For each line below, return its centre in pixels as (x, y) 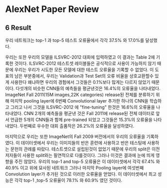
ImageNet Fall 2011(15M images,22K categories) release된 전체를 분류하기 (80, 94)
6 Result (18, 28)
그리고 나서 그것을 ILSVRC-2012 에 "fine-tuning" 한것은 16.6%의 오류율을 (83, 107)
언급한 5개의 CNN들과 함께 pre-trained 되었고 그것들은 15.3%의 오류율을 (82, 119)
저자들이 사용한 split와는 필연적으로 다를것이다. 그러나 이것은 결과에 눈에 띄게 (80, 155)
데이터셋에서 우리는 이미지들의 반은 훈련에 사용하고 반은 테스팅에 (83, 143)
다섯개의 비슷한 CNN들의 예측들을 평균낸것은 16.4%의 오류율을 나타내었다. (88, 88)
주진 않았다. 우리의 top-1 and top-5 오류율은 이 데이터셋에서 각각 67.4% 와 (87, 161)
